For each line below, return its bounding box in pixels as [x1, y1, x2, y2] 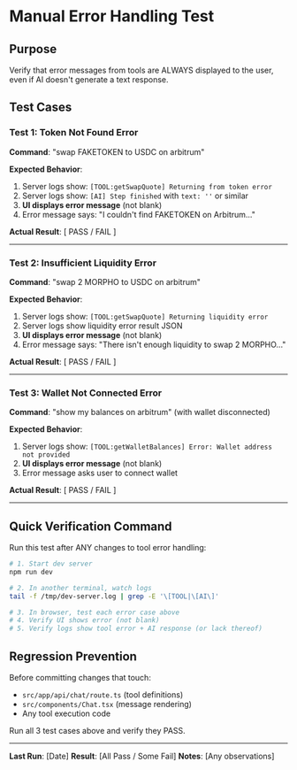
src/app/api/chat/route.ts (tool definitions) [21, 689, 184, 700]
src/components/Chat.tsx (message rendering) [21, 699, 193, 710]
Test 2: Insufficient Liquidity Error [9, 257, 157, 269]
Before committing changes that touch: [9, 673, 152, 683]
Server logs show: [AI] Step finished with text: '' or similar [21, 190, 249, 201]
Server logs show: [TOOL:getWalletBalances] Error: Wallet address [21, 441, 272, 452]
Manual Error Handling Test [9, 6, 215, 27]
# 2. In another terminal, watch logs [9, 583, 152, 592]
